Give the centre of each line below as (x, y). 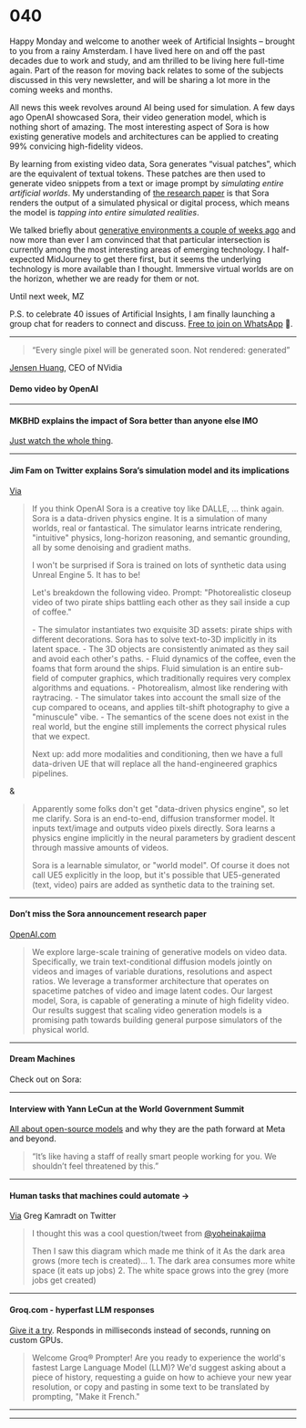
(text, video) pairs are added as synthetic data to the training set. (153, 884)
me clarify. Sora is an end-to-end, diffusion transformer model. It (153, 818)
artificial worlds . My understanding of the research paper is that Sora (139, 193)
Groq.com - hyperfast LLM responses (82, 1309)
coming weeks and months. (61, 89)
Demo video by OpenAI (54, 388)
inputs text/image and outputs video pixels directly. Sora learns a (153, 828)
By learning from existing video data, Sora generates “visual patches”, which (153, 163)
